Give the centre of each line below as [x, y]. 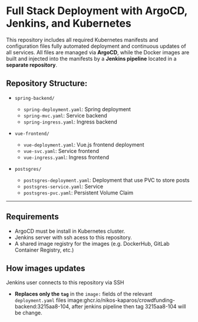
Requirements [32, 217]
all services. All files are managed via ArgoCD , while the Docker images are [98, 52]
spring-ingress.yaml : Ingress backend [70, 122]
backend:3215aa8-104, [42, 307]
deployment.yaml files [40, 300]
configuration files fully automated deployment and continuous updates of [96, 46]
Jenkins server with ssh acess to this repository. [73, 237]
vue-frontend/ [32, 134]
